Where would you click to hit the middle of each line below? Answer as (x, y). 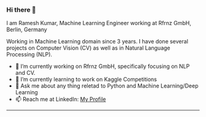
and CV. (25, 73)
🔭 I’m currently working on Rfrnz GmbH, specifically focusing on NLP (102, 66)
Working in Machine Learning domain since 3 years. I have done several (97, 42)
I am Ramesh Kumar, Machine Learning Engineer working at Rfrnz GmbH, (99, 23)
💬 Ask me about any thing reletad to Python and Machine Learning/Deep (107, 86)
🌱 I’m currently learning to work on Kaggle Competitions (86, 80)
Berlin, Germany (27, 29)
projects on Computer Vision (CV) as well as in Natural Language (88, 48)
